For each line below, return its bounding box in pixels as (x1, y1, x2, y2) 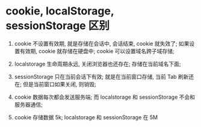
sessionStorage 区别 (5, 19, 110, 33)
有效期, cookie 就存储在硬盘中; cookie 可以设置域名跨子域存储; (19, 47, 175, 55)
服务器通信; (14, 101, 43, 108)
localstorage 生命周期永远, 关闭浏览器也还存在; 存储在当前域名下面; (14, 60, 181, 67)
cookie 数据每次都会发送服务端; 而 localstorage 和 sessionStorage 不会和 (14, 93, 196, 101)
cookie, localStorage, (5, 4, 114, 18)
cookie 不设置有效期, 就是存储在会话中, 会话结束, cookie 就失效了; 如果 (14, 40, 190, 47)
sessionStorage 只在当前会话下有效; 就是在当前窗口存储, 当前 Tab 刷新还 (14, 73, 194, 80)
